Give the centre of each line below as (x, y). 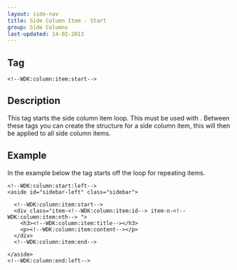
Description (34, 101)
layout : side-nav (33, 14)
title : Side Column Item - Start (57, 21)
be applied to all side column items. (59, 133)
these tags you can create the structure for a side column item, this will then (119, 125)
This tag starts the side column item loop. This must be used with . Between (118, 118)
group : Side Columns (38, 27)
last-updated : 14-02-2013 (46, 34)
